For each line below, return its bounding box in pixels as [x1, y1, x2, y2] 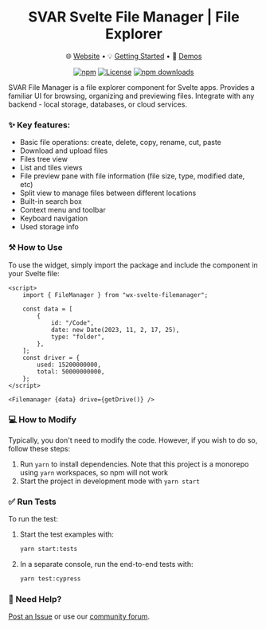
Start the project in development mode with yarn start [19, 476, 201, 486]
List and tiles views [19, 163, 83, 173]
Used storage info [19, 222, 80, 232]
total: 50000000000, [37, 367, 105, 376]
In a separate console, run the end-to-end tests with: [19, 560, 194, 568]
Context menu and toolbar [19, 205, 106, 215]
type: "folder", [50, 333, 105, 341]
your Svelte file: [8, 268, 60, 278]
